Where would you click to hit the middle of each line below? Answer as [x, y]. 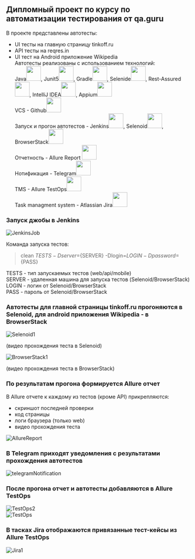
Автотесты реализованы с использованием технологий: [85, 63]
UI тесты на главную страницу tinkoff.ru [64, 44]
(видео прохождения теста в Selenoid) [54, 346]
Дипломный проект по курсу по [68, 10]
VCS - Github [30, 110]
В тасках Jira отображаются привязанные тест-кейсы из [92, 530]
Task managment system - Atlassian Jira [64, 205]
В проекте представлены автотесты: [52, 33]
